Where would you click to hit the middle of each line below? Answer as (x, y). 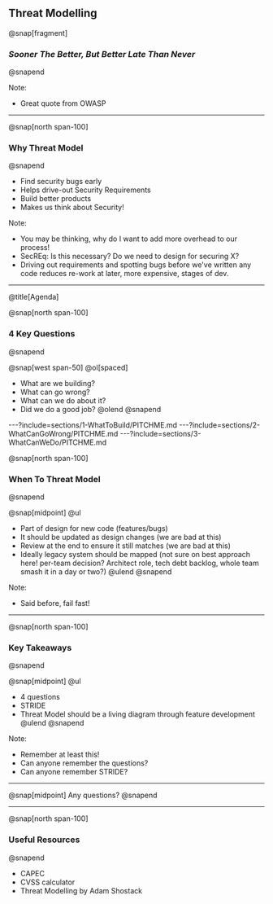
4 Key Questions (42, 334)
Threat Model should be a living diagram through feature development (138, 714)
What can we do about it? (63, 400)
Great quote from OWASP (63, 103)
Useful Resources (44, 840)
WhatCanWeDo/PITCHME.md (58, 442)
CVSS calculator (48, 882)
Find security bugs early (61, 182)
